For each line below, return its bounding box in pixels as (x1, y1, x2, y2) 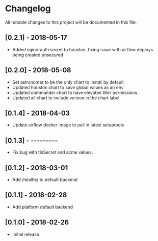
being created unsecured (12, 52, 64, 58)
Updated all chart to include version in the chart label (12, 94, 120, 101)
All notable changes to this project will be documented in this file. (5, 19, 137, 25)
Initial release (12, 231, 39, 237)
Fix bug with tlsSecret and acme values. (12, 150, 93, 155)
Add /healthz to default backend (12, 177, 78, 182)
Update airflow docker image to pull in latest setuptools (12, 122, 124, 128)
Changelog (5, 3, 51, 14)
